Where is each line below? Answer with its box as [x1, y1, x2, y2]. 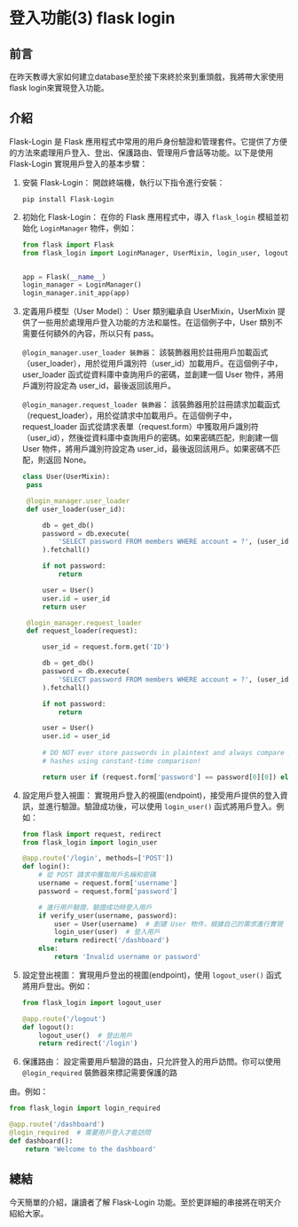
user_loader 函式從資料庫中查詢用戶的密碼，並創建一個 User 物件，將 [21, 369, 277, 380]
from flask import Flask [21, 240, 114, 249]
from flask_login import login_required [9, 1104, 161, 1113]
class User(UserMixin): [21, 472, 111, 482]
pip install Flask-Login [21, 194, 114, 204]
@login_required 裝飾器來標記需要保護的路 [21, 1067, 178, 1078]
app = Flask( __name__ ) [21, 272, 106, 281]
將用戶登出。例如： [21, 980, 93, 991]
